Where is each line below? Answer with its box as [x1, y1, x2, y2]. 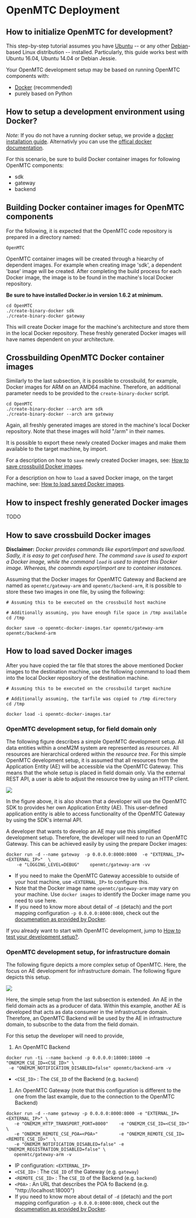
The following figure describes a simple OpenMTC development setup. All [6, 738, 184, 745]
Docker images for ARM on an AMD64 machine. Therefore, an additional [6, 383, 181, 390]
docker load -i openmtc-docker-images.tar [6, 711, 111, 717]
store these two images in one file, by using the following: [6, 588, 145, 596]
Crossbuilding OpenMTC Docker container [6, 353, 165, 363]
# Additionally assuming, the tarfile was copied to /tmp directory [6, 696, 177, 702]
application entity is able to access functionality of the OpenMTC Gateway [6, 810, 185, 818]
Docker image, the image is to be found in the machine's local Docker [6, 274, 174, 281]
